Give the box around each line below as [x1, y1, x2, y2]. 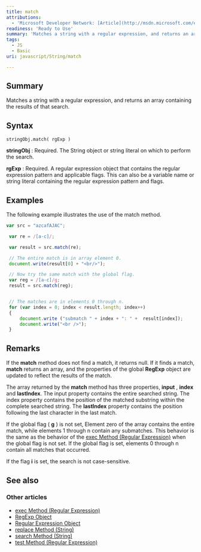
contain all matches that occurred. [6, 446, 91, 454]
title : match [6, 8, 39, 15]
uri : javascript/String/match [6, 53, 82, 59]
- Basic [11, 48, 31, 54]
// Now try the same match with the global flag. [8, 271, 135, 278]
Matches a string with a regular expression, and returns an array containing [6, 97, 192, 104]
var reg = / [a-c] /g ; [8, 277, 60, 283]
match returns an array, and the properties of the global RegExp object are [6, 365, 191, 373]
